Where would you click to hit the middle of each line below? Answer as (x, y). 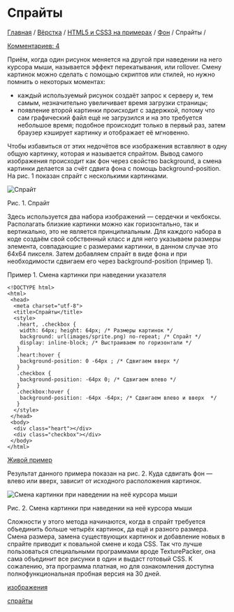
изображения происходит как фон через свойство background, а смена (115, 161)
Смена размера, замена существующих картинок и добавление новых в (116, 536)
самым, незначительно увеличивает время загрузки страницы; (112, 102)
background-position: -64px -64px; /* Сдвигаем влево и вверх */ (118, 398)
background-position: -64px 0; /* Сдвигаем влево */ (98, 380)
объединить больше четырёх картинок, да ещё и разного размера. (108, 529)
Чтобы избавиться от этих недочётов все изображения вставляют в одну (117, 146)
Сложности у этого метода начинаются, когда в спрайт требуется (107, 521)
